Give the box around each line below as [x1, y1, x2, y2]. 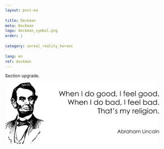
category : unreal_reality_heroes [5, 44, 73, 49]
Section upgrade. [5, 73, 40, 79]
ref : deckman [5, 59, 32, 64]
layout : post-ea [5, 8, 38, 13]
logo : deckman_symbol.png [5, 28, 58, 33]
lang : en [5, 54, 23, 59]
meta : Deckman [5, 23, 34, 28]
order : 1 [5, 33, 23, 38]
